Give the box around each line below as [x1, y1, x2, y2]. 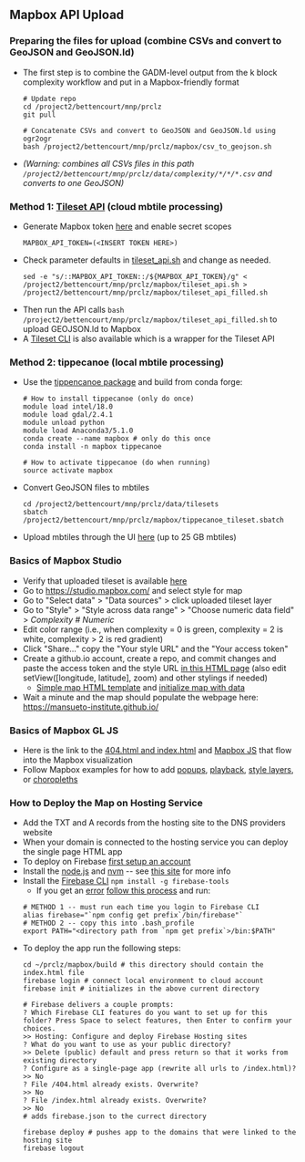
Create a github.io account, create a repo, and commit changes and [22, 652, 277, 664]
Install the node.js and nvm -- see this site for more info [22, 866, 231, 877]
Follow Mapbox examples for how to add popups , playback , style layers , [22, 763, 294, 774]
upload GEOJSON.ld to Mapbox [22, 323, 141, 334]
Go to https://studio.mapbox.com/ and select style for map [22, 585, 243, 596]
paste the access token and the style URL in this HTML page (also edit [22, 662, 287, 673]
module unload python [22, 419, 105, 428]
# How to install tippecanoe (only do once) [22, 394, 195, 404]
